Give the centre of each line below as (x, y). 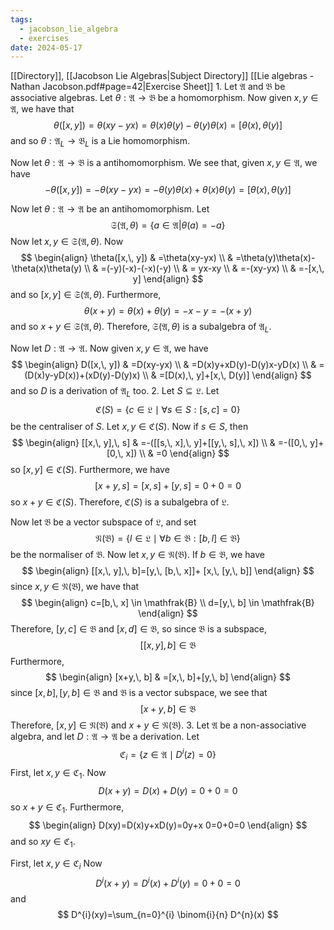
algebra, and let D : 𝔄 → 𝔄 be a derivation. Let (105, 736)
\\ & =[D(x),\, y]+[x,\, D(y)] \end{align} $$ (227, 375)
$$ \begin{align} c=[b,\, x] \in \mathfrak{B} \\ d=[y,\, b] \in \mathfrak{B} (168, 602)
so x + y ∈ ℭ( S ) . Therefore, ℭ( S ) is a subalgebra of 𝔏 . (120, 502)
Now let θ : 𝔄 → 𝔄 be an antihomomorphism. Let (110, 209)
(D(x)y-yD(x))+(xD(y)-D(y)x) (82, 375)
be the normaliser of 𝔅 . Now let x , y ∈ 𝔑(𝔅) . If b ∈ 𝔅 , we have (137, 554)
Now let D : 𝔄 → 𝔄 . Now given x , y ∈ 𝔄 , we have (109, 348)
